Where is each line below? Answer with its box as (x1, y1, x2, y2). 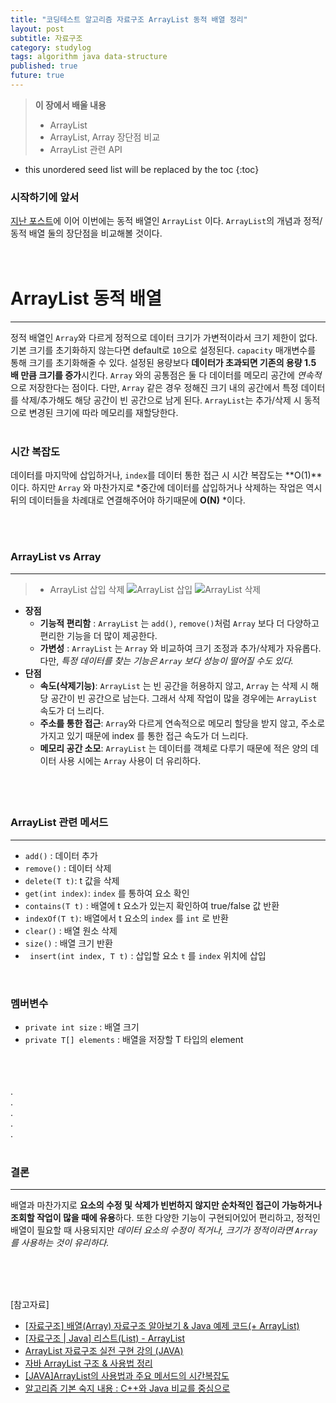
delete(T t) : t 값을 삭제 (24, 874, 120, 886)
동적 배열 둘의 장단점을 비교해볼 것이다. (10, 227, 163, 240)
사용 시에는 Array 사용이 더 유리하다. (58, 754, 202, 766)
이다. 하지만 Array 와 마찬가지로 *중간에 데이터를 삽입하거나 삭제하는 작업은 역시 (10, 482, 323, 494)
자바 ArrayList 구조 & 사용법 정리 (24, 1357, 153, 1370)
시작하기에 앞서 (10, 190, 80, 204)
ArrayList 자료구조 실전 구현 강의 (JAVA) (24, 1345, 184, 1357)
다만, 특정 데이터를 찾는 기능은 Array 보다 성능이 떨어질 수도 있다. (39, 654, 294, 666)
